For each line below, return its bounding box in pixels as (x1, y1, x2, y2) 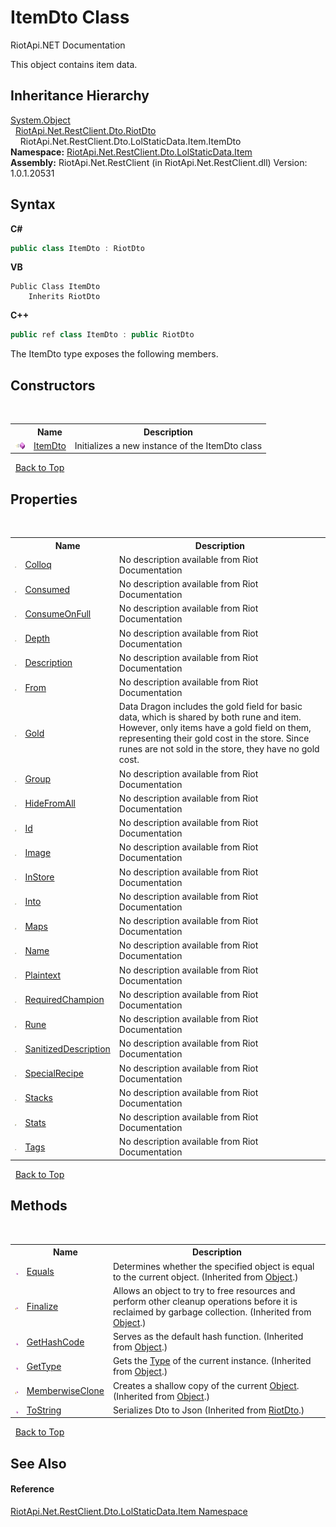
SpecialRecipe (24, 1067, 84, 1080)
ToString (26, 1404, 62, 1416)
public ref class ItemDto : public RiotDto (10, 330, 195, 340)
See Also (10, 1455, 67, 1472)
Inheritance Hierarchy (10, 87, 150, 105)
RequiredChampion (24, 994, 105, 1006)
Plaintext (24, 969, 62, 981)
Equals (26, 1266, 55, 1277)
